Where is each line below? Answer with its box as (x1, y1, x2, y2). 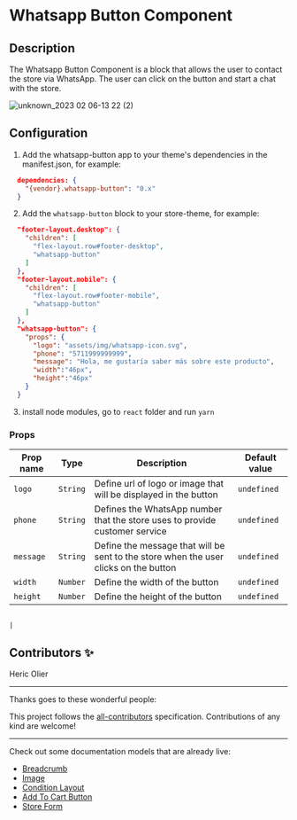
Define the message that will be (94, 540, 225, 552)
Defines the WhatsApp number (94, 503, 223, 515)
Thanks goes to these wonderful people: (9, 693, 157, 705)
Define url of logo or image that (94, 478, 224, 490)
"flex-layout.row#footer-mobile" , (32, 292, 161, 301)
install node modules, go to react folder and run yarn (21, 406, 215, 417)
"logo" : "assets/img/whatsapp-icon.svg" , (32, 340, 188, 350)
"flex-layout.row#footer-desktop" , (32, 242, 164, 251)
